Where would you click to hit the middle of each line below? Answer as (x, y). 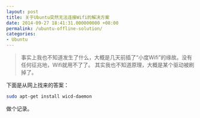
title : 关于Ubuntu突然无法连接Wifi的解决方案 (58, 17)
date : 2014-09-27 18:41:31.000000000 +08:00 (62, 23)
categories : (21, 34)
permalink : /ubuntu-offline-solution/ (54, 28)
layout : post (22, 12)
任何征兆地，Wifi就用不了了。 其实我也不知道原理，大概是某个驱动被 (105, 65)
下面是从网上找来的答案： (38, 85)
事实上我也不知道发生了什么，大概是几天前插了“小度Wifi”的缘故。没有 (106, 57)
